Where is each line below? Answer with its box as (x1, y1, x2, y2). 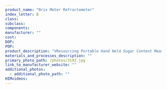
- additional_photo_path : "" (9, 72, 70, 77)
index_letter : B (5, 12, 39, 17)
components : (5, 26, 30, 31)
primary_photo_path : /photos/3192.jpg (5, 58, 85, 63)
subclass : (5, 21, 26, 26)
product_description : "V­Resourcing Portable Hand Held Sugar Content (5, 48, 153, 53)
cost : (5, 35, 16, 40)
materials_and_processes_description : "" (5, 53, 92, 58)
